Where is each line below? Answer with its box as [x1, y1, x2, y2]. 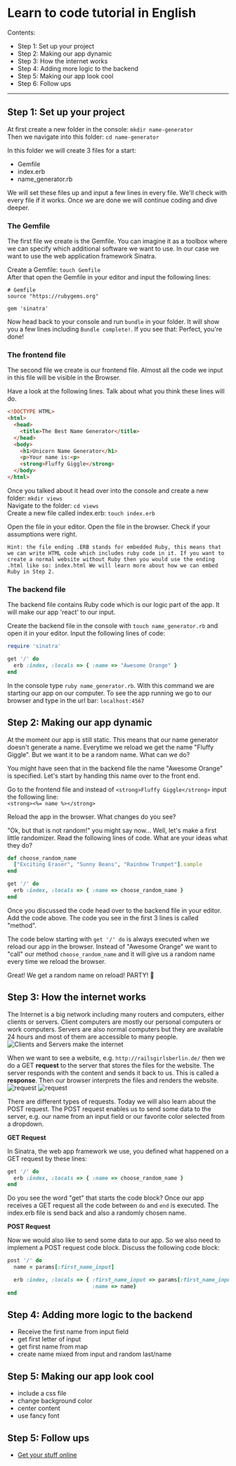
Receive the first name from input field [17, 1327, 129, 1336]
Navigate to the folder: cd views [7, 501, 99, 510]
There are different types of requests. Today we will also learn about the [7, 1097, 216, 1105]
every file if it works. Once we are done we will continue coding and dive [7, 196, 218, 204]
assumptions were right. [7, 530, 77, 538]
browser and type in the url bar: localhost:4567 [7, 696, 145, 705]
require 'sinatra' [7, 643, 61, 650]
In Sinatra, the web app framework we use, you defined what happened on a [7, 1146, 229, 1155]
